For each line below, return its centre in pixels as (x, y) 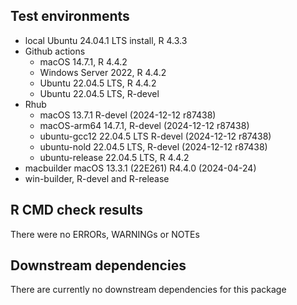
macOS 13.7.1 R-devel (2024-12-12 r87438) (128, 115)
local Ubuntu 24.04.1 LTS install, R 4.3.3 (106, 40)
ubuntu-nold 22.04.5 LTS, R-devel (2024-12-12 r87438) (153, 146)
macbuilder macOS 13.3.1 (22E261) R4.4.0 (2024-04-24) (140, 168)
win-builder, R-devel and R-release (97, 178)
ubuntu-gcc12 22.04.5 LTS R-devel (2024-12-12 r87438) (155, 136)
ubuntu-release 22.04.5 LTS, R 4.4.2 (114, 157)
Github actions (55, 51)
